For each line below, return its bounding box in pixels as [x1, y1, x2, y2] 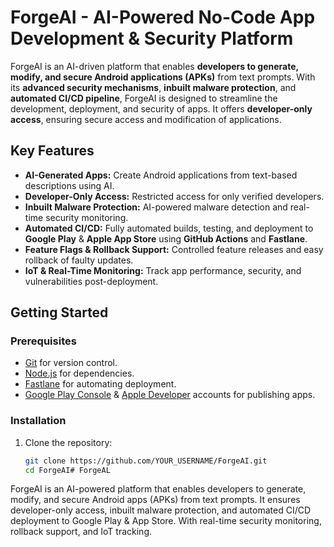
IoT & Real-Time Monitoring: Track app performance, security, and [24, 264, 302, 276]
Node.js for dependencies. [24, 367, 135, 380]
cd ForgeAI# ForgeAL [24, 465, 111, 475]
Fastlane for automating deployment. [24, 378, 177, 390]
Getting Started [10, 304, 109, 321]
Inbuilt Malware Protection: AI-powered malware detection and [24, 201, 288, 213]
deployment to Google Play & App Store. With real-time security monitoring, [10, 515, 322, 527]
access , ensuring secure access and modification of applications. [10, 113, 282, 125]
